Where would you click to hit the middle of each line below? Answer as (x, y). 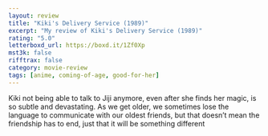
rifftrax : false (35, 61)
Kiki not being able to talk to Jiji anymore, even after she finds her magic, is (132, 98)
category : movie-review (48, 68)
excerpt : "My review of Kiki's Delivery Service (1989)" (106, 30)
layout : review (34, 16)
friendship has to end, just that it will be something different (107, 123)
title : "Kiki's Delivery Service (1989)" (79, 23)
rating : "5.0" (32, 38)
